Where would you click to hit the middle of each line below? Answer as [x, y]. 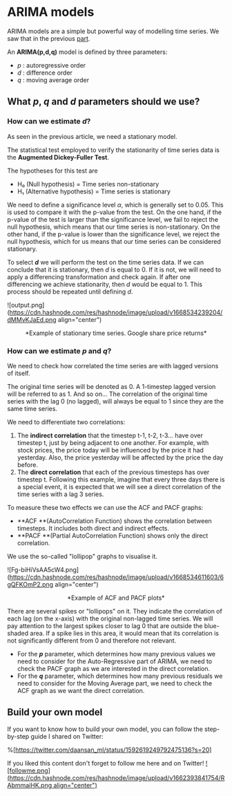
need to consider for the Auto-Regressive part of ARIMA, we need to [115, 661]
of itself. [19, 373]
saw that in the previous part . [49, 38]
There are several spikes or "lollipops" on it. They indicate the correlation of [115, 611]
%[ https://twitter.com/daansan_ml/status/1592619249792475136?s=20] [109, 750]
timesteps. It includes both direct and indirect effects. [93, 528]
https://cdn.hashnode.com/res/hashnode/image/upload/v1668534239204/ [116, 312]
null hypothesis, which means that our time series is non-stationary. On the [114, 227]
